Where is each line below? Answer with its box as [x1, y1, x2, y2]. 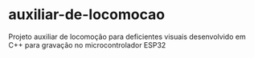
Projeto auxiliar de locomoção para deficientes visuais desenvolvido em [8, 32, 247, 41]
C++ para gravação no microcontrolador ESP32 [8, 40, 166, 49]
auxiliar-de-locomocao [8, 6, 166, 24]
